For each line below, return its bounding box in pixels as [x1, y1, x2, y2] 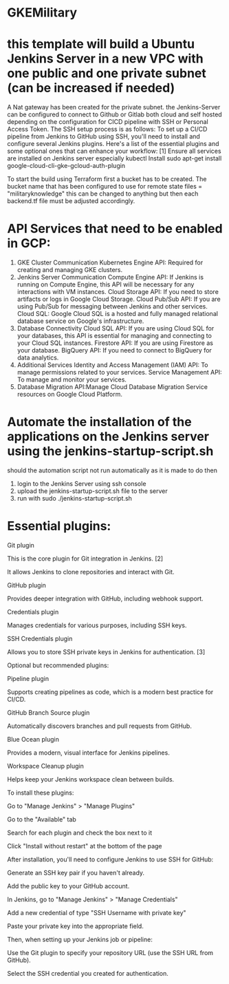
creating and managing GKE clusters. [17, 266, 122, 274]
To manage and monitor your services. [17, 375, 127, 384]
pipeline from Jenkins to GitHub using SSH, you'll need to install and [7, 132, 201, 140]
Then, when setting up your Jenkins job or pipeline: [7, 935, 153, 943]
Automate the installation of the [7, 415, 192, 430]
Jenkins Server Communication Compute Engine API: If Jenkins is [17, 273, 204, 282]
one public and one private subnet [7, 65, 206, 81]
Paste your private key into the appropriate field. [7, 921, 144, 930]
